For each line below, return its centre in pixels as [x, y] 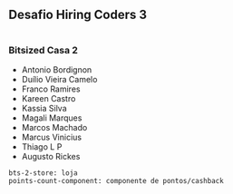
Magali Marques [52, 118]
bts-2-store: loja [43, 173]
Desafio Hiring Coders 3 [78, 15]
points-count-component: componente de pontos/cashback [116, 180]
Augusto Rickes [51, 156]
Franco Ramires [51, 89]
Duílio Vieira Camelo [59, 79]
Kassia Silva [44, 108]
